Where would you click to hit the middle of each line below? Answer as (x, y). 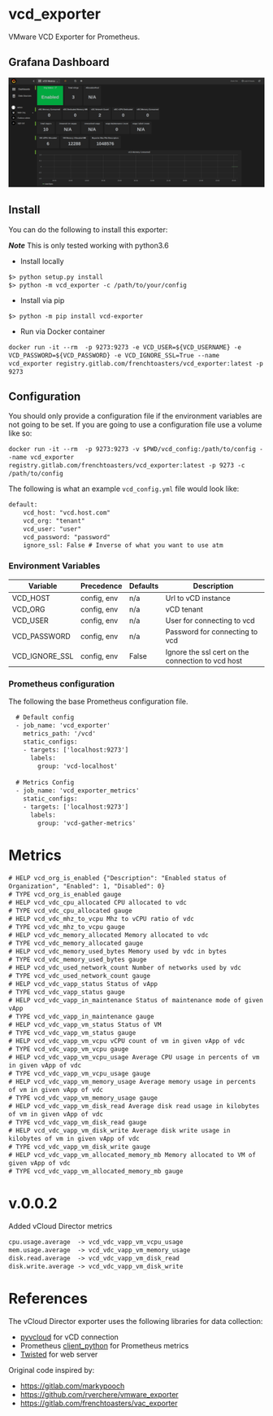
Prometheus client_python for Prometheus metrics (104, 1346)
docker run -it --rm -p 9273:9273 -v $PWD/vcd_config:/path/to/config (132, 449)
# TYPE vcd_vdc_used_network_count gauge (80, 976)
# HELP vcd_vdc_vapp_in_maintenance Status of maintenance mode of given (136, 1001)
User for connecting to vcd (210, 620)
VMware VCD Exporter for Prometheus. (74, 37)
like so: (20, 433)
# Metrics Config (45, 783)
